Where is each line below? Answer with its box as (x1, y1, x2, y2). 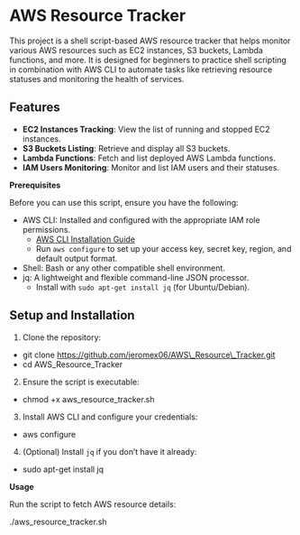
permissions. (22, 224, 70, 235)
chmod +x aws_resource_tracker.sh (22, 393, 155, 404)
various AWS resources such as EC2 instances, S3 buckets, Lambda (9, 44, 264, 55)
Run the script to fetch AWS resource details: (9, 498, 177, 510)
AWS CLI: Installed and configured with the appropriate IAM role (22, 214, 260, 226)
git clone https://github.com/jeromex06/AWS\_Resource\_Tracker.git (22, 349, 276, 360)
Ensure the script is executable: (22, 376, 140, 387)
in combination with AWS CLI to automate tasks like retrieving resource (9, 64, 273, 75)
